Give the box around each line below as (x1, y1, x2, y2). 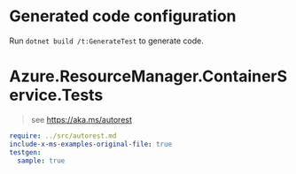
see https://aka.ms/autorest (30, 114, 133, 125)
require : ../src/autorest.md (9, 131, 117, 140)
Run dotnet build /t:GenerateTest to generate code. (9, 35, 204, 46)
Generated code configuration (9, 6, 237, 26)
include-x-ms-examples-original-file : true (9, 140, 173, 148)
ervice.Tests (9, 86, 104, 105)
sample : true (17, 156, 66, 165)
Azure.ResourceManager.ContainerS (9, 66, 288, 87)
